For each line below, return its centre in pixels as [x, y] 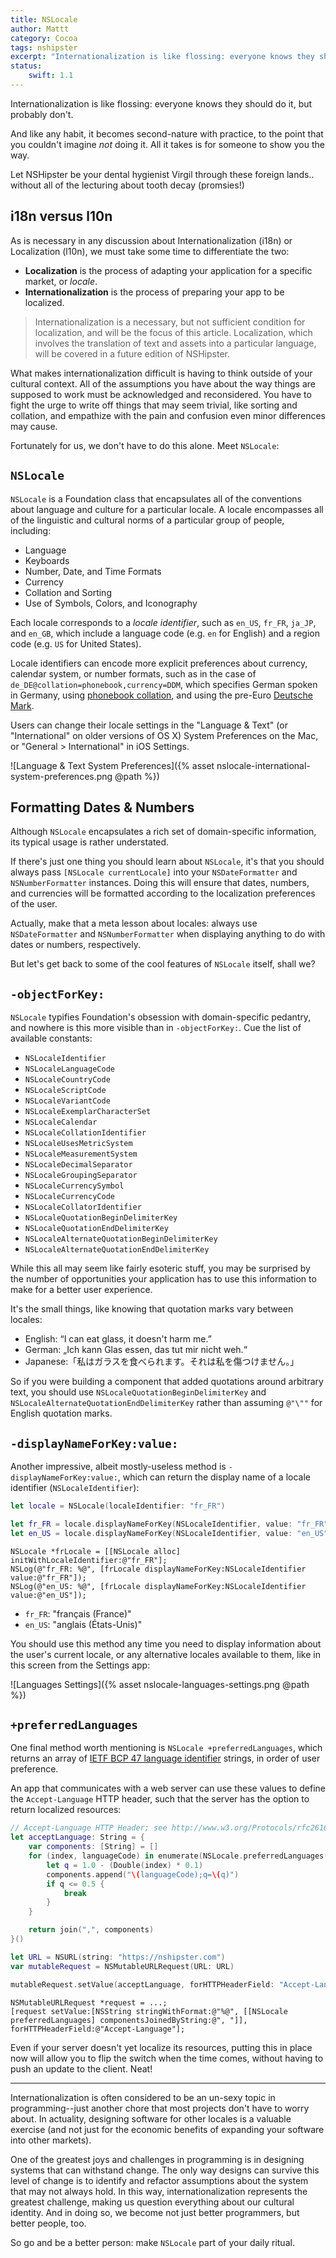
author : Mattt [40, 29]
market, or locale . [61, 281]
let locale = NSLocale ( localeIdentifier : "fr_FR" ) [118, 1506]
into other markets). [51, 2140]
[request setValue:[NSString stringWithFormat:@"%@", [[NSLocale [149, 2011]
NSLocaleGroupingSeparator [81, 1176]
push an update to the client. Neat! [81, 2068]
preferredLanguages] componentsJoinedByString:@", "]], [129, 2020]
